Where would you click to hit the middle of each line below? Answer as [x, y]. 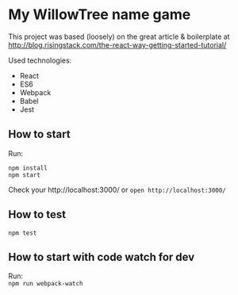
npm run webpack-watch [46, 284]
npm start [25, 175]
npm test [23, 233]
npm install [28, 168]
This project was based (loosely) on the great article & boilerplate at [119, 36]
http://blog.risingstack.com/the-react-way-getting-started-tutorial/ [117, 44]
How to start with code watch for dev [102, 257]
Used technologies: [40, 60]
